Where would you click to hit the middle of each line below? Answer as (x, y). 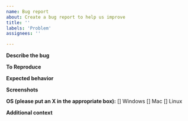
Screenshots (22, 90)
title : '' (18, 22)
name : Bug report (27, 12)
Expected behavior (30, 79)
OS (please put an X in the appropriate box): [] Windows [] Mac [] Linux (94, 102)
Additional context (30, 113)
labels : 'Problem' (29, 28)
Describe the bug (28, 55)
